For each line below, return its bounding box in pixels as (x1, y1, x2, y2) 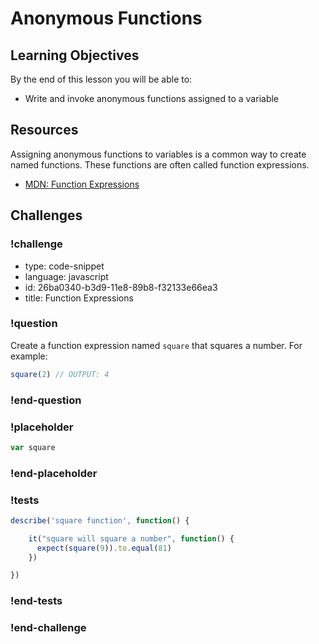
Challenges (10, 207, 83, 224)
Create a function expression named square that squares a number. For (10, 339, 303, 351)
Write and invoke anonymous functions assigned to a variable (24, 93, 280, 104)
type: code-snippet (24, 260, 105, 272)
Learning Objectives (10, 47, 140, 64)
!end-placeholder (10, 466, 98, 480)
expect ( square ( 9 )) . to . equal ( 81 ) (36, 543, 172, 553)
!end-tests (10, 594, 63, 608)
